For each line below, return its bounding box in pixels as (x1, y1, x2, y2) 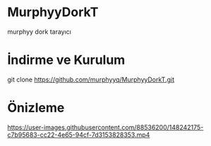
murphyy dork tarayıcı (7, 27, 72, 36)
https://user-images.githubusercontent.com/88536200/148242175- (7, 123, 204, 131)
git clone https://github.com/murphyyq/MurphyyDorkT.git (7, 75, 175, 84)
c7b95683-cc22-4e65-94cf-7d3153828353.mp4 (7, 131, 150, 139)
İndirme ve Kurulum (7, 52, 126, 68)
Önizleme (7, 100, 65, 116)
